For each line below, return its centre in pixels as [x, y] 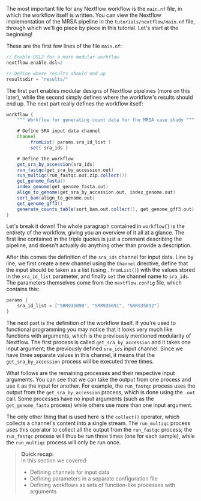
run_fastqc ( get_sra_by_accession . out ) [65, 170]
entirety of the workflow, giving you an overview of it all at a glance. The [95, 233]
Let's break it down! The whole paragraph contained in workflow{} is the [95, 226]
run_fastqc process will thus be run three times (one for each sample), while [100, 436]
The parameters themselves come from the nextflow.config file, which [94, 283]
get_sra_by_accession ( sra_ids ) [56, 164]
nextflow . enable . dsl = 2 [34, 63]
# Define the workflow [45, 159]
